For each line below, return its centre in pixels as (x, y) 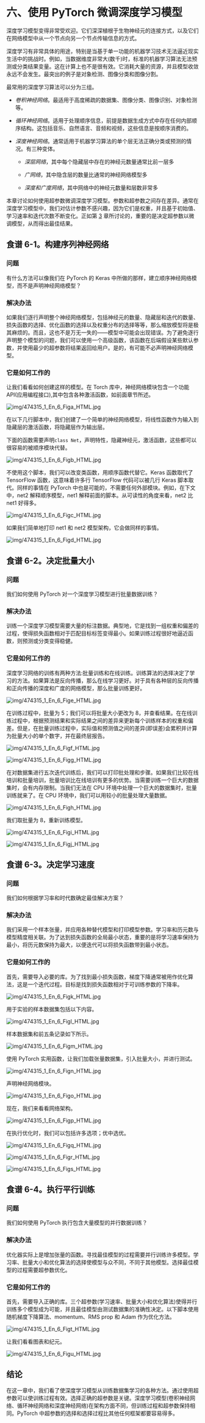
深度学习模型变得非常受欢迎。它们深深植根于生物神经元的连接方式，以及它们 (103, 30)
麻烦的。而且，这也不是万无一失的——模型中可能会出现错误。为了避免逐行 (105, 332)
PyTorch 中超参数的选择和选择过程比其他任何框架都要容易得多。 (97, 1413)
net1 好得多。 (23, 503)
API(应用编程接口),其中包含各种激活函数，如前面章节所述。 (80, 395)
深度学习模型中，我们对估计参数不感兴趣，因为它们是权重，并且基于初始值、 (103, 208)
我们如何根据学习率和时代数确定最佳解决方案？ (65, 898)
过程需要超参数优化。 (44, 1270)
